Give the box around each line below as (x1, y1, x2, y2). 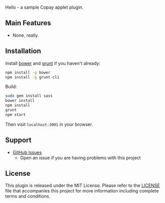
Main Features (5, 19, 51, 27)
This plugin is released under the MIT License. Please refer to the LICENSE (5, 182, 160, 188)
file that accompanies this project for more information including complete (5, 188, 159, 194)
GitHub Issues (12, 149, 42, 155)
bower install (5, 98, 35, 103)
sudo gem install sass (5, 93, 53, 99)
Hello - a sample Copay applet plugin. (5, 5, 84, 10)
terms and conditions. (5, 193, 51, 199)
